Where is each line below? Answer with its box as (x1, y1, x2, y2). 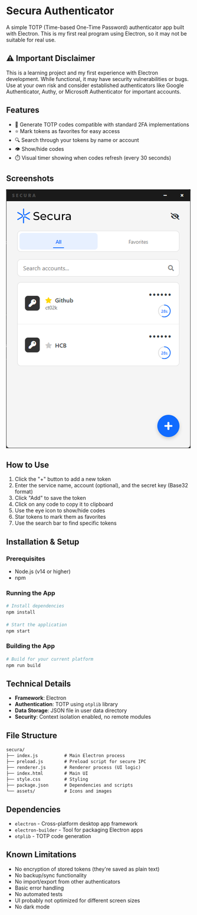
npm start (6, 628, 31, 634)
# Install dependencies (6, 603, 65, 609)
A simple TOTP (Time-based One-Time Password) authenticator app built (6, 24, 185, 31)
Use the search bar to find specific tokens (14, 519, 117, 527)
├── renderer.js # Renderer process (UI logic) (6, 765, 142, 771)
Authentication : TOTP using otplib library (14, 701, 118, 708)
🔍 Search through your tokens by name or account (14, 136, 140, 143)
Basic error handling (14, 884, 64, 891)
